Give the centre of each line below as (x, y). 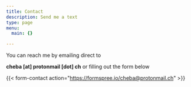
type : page (19, 22)
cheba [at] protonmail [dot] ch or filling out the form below (78, 67)
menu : (13, 28)
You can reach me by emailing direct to (54, 55)
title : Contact (25, 11)
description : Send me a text (42, 17)
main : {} (22, 34)
